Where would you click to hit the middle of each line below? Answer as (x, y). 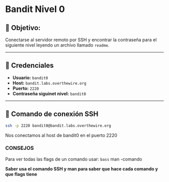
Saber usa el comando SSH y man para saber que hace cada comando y (82, 168)
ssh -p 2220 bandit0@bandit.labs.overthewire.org (58, 126)
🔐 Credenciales (29, 65)
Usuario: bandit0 (30, 77)
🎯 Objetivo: (23, 28)
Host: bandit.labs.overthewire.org (49, 83)
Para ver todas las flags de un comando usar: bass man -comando (74, 159)
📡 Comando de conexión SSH (52, 114)
